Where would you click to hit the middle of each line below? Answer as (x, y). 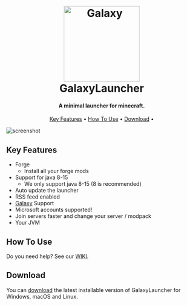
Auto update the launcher (47, 191)
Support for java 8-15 (41, 177)
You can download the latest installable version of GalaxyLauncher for (93, 290)
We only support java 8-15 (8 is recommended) (83, 184)
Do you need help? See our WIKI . (48, 256)
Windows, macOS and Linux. (42, 296)
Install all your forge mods (56, 171)
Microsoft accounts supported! (54, 210)
